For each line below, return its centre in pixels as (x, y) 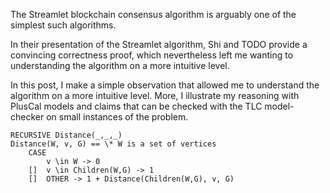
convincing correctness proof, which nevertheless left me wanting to (152, 55)
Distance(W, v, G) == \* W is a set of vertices (113, 144)
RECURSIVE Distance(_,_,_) (66, 135)
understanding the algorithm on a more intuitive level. (120, 65)
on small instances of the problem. (117, 117)
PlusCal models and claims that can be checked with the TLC (136, 106)
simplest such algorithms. (63, 25)
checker (27, 117)
